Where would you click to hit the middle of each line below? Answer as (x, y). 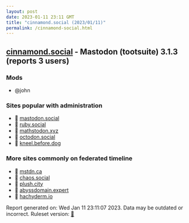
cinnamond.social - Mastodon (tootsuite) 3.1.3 (92, 51)
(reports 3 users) (38, 61)
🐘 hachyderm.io (34, 196)
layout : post (22, 11)
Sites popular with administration (54, 105)
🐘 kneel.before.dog (38, 143)
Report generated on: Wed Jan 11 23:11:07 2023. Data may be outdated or (94, 207)
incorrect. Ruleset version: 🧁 (40, 214)
